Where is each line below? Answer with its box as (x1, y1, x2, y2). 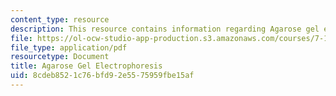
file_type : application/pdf (10, 42, 128, 53)
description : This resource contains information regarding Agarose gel (10, 24, 320, 34)
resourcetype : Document (10, 52, 110, 62)
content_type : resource (10, 14, 110, 25)
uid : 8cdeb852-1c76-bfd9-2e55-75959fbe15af (10, 71, 195, 81)
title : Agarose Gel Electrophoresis (10, 61, 163, 71)
